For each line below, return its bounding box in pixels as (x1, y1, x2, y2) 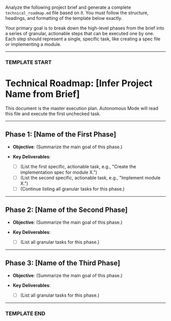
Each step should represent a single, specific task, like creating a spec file (5, 36, 161, 42)
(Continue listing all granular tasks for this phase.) (20, 185, 125, 192)
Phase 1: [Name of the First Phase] (5, 130, 117, 139)
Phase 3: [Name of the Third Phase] (5, 259, 121, 267)
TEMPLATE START (5, 59, 52, 66)
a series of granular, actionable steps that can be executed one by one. (5, 31, 154, 36)
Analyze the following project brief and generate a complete (5, 5, 131, 10)
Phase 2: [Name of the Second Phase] (5, 206, 128, 215)
